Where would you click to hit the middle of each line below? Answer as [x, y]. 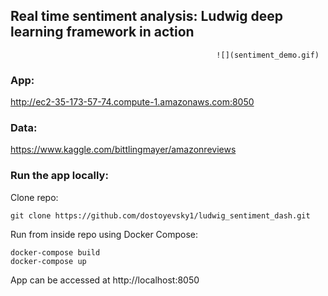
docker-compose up [48, 261]
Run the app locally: [59, 176]
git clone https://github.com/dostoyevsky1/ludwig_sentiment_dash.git [160, 215]
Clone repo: [34, 197]
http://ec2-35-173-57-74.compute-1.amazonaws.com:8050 [132, 102]
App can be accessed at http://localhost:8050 [105, 280]
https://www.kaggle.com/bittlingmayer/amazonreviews [123, 150]
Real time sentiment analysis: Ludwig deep [146, 16]
